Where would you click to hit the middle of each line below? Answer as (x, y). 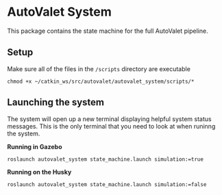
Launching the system (56, 102)
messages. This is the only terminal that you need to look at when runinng (111, 126)
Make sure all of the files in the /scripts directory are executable (99, 68)
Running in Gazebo (35, 146)
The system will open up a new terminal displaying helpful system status (109, 119)
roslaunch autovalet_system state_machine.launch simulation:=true (106, 159)
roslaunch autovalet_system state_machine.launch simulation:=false (107, 184)
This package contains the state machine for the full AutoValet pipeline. (108, 31)
